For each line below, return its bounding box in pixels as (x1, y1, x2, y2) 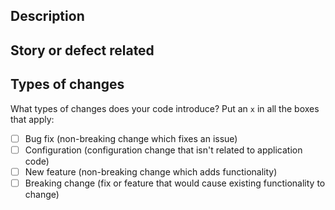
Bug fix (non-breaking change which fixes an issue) (24, 132, 238, 144)
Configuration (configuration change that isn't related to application (24, 144, 303, 156)
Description (10, 8, 85, 25)
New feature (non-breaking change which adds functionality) (24, 165, 278, 178)
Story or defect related (10, 42, 155, 59)
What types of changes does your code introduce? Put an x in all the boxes (10, 102, 320, 114)
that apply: (10, 113, 55, 125)
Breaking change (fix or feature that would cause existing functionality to (24, 177, 326, 189)
